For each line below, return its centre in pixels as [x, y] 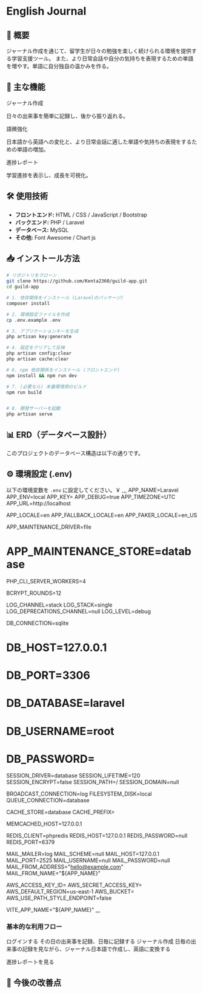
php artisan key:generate [39, 337]
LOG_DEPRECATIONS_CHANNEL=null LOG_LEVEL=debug [79, 611]
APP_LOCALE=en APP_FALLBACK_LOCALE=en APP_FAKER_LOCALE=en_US [102, 515]
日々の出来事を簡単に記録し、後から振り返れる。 [67, 116]
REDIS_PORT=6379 [31, 842]
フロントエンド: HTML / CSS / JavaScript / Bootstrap [81, 215]
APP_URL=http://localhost [38, 503]
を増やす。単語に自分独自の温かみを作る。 [59, 66]
